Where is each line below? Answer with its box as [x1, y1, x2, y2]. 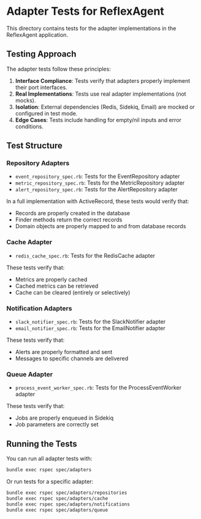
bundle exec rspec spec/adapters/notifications [6, 501, 131, 507]
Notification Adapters [6, 304, 72, 312]
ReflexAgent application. [6, 31, 69, 38]
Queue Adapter [6, 370, 53, 379]
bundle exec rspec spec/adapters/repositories [6, 490, 127, 496]
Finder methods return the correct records [15, 216, 123, 223]
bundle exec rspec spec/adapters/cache [6, 495, 108, 501]
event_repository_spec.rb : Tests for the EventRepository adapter [15, 173, 180, 180]
